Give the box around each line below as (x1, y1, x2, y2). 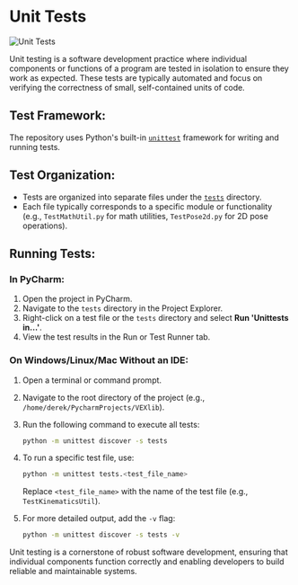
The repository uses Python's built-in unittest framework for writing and (9, 132, 280, 143)
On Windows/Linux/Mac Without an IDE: (9, 354, 188, 367)
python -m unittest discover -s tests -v (22, 530, 180, 540)
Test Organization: (9, 168, 116, 183)
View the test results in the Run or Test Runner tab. (22, 332, 211, 342)
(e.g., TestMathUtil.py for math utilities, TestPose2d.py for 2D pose (22, 210, 269, 221)
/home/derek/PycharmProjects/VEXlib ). (22, 402, 165, 412)
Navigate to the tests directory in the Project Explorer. (22, 303, 223, 314)
